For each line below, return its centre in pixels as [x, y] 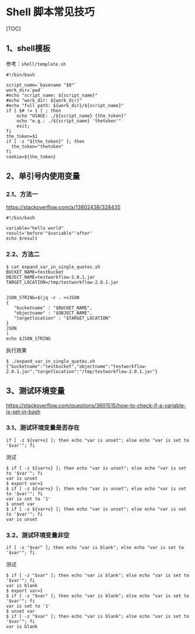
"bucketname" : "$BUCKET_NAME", [53, 308]
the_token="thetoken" [38, 146]
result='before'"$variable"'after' [49, 234]
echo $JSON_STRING [28, 338]
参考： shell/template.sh [36, 64]
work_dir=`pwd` [25, 90]
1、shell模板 [28, 48]
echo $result [22, 239]
